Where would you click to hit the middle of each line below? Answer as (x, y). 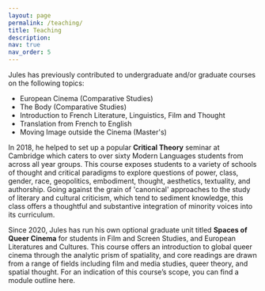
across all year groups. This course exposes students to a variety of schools (132, 164)
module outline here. (42, 280)
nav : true (25, 45)
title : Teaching (35, 30)
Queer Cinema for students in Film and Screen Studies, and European (122, 238)
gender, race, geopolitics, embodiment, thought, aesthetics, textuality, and (129, 181)
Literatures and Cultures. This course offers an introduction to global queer (131, 247)
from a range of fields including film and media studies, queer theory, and (128, 263)
